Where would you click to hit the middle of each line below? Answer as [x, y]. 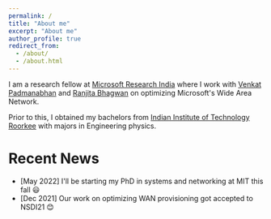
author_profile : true [45, 39]
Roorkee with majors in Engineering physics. [83, 126]
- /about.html [39, 62]
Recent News [54, 159]
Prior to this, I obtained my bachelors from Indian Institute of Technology [129, 117]
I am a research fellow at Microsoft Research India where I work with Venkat [135, 84]
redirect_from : [34, 46]
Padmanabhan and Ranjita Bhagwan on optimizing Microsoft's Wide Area [130, 92]
